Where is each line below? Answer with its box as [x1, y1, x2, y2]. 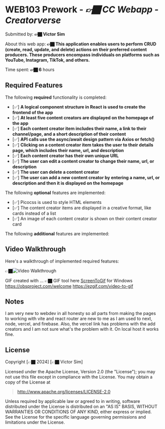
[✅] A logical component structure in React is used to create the [12, 104, 146, 110]
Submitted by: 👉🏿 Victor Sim [5, 31, 65, 37]
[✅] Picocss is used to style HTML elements [12, 199, 102, 205]
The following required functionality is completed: [5, 94, 107, 100]
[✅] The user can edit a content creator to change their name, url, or [12, 158, 154, 164]
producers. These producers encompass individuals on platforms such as [5, 51, 160, 58]
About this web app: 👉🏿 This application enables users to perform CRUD [5, 41, 157, 47]
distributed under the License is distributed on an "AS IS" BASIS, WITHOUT [5, 404, 158, 410]
